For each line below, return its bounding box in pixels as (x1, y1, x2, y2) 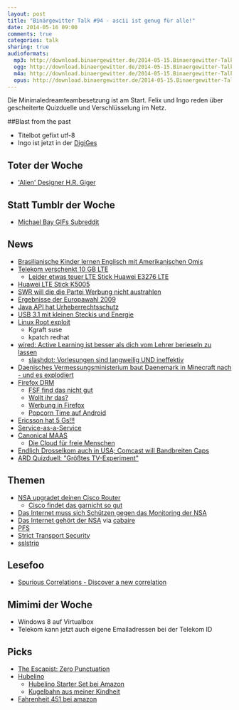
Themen (7, 475, 46, 487)
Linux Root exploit (17, 317, 71, 326)
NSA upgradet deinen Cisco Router (17, 493, 121, 502)
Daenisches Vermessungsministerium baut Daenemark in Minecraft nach (17, 363, 232, 371)
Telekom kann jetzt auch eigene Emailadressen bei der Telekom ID (17, 625, 213, 634)
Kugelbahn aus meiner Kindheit (28, 687, 121, 696)
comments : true (7, 30, 53, 38)
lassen (17, 348, 38, 356)
